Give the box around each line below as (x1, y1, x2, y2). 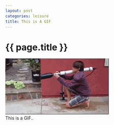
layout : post (5, 8, 33, 13)
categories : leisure (5, 13, 49, 19)
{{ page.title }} (5, 41, 68, 53)
